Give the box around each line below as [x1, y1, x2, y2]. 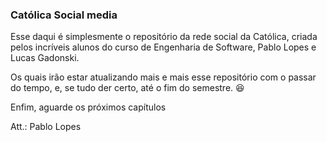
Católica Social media [10, 8, 118, 22]
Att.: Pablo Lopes [10, 121, 82, 133]
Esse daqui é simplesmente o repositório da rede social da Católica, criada [10, 31, 318, 43]
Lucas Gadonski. [10, 52, 80, 64]
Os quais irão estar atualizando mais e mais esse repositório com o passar [10, 71, 317, 83]
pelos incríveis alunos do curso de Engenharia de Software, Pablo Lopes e [10, 41, 317, 53]
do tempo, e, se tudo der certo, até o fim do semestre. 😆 [10, 82, 245, 94]
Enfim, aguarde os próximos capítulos [10, 101, 167, 113]
